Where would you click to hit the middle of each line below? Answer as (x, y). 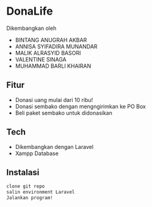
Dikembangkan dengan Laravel (54, 147)
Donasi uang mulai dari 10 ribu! (54, 100)
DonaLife (30, 11)
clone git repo (26, 187)
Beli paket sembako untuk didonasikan (64, 113)
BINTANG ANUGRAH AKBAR (51, 40)
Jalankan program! (30, 198)
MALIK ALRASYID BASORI (48, 53)
